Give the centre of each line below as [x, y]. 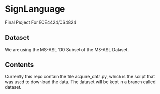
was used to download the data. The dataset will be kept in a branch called [80, 82]
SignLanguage [35, 9]
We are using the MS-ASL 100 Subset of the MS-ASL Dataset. [67, 49]
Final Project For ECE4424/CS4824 [41, 22]
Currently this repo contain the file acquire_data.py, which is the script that [80, 76]
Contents [20, 65]
